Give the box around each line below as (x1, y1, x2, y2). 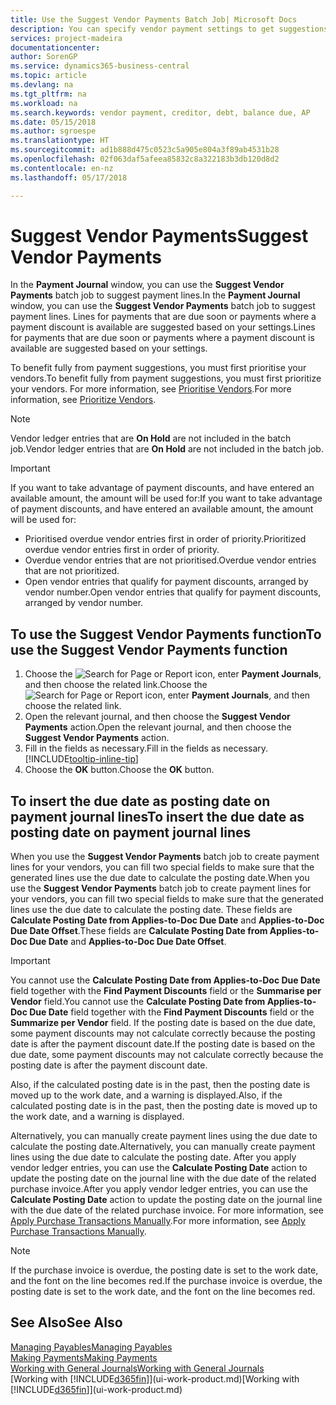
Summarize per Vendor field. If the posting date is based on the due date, (10, 1017, 316, 1029)
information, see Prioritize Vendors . (10, 394, 157, 406)
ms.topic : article (10, 71, 87, 81)
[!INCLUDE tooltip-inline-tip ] (24, 753, 139, 765)
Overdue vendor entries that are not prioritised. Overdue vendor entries (24, 554, 317, 566)
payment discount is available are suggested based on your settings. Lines (10, 321, 316, 333)
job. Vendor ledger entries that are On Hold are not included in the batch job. (10, 443, 324, 455)
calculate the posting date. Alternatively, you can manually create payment (10, 1141, 316, 1153)
